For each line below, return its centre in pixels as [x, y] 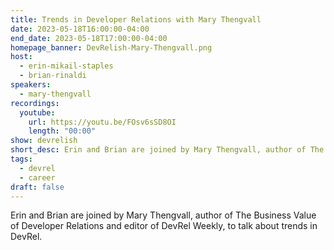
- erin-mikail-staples [66, 66]
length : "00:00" [62, 131]
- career [37, 177]
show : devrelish [44, 141]
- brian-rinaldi [53, 76]
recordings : [35, 103]
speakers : [31, 85]
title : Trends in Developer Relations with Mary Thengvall [136, 19]
